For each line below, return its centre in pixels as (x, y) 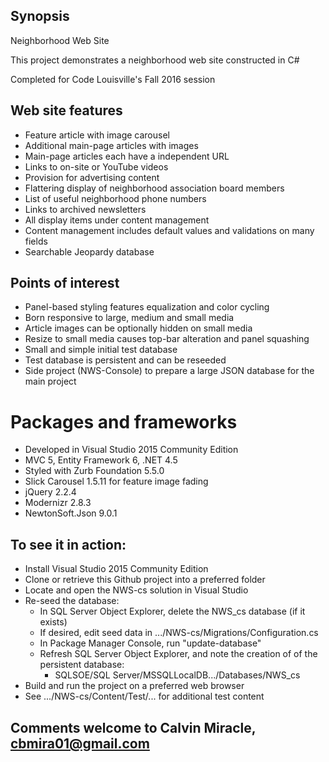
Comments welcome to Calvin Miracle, (133, 727)
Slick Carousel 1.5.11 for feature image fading (116, 481)
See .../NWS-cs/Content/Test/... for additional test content (144, 696)
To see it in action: (68, 544)
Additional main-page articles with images (111, 145)
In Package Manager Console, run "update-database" (150, 643)
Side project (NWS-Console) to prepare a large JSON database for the (169, 371)
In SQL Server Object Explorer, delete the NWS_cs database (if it (172, 611)
